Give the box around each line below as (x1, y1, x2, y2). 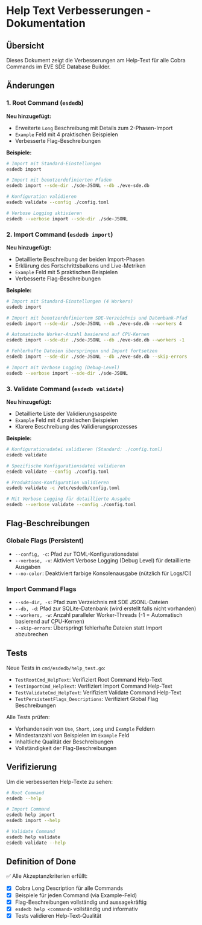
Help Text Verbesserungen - (6, 4, 151, 18)
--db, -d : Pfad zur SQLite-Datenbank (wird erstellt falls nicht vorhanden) (14, 605, 197, 612)
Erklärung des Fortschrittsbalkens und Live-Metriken (14, 262, 146, 269)
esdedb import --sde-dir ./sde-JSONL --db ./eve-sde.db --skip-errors (6, 354, 188, 360)
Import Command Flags (6, 585, 77, 593)
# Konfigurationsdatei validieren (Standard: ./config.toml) (6, 446, 163, 453)
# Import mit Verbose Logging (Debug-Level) (6, 364, 120, 370)
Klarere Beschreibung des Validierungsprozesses (14, 423, 137, 430)
